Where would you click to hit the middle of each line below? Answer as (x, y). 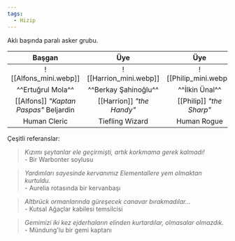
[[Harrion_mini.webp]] (123, 78)
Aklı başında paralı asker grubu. (53, 40)
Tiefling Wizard (123, 121)
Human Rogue (200, 121)
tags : (15, 14)
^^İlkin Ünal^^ (200, 90)
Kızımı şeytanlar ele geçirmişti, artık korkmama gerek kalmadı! (114, 152)
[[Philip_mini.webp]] (200, 78)
